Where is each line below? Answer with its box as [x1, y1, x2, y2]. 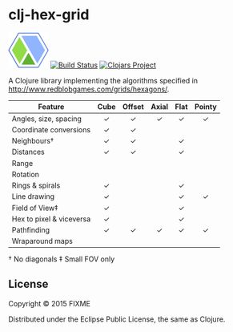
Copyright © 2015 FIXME [8, 298, 90, 308]
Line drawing [11, 192, 54, 201]
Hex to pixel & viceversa [11, 214, 91, 224]
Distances [11, 147, 46, 157]
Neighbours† [11, 136, 54, 146]
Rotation [11, 169, 40, 179]
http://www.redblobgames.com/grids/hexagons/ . [8, 84, 170, 94]
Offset [123, 102, 144, 111]
